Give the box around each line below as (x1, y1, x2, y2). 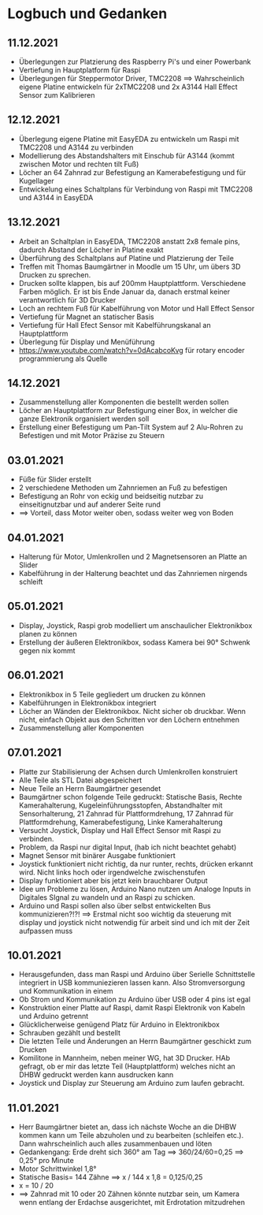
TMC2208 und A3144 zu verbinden (18, 143, 134, 152)
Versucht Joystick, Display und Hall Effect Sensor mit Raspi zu (18, 825, 221, 835)
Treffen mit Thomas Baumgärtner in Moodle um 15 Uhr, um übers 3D (18, 262, 241, 271)
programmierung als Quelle (18, 354, 108, 363)
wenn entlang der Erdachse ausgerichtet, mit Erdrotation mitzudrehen (18, 1198, 246, 1207)
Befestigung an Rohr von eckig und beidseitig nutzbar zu (18, 492, 204, 501)
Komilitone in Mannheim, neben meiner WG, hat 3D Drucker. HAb (18, 1053, 230, 1063)
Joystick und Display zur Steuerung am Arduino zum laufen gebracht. (18, 1079, 245, 1088)
